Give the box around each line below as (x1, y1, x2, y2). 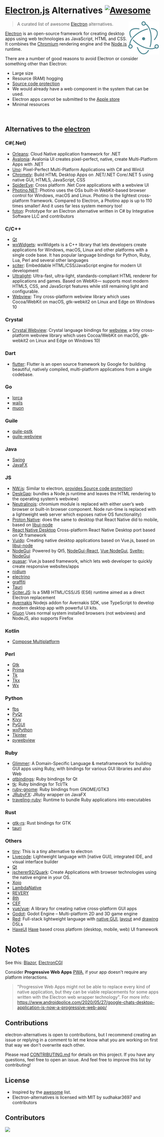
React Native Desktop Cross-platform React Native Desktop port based (12, 527, 155, 533)
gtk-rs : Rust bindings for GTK (12, 820, 71, 826)
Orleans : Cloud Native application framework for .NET (12, 151, 121, 156)
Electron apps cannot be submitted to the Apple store (12, 96, 120, 102)
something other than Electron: (5, 61, 67, 66)
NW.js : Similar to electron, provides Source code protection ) (12, 485, 133, 491)
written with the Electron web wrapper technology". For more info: (17, 994, 150, 1000)
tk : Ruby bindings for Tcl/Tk (12, 781, 68, 787)
